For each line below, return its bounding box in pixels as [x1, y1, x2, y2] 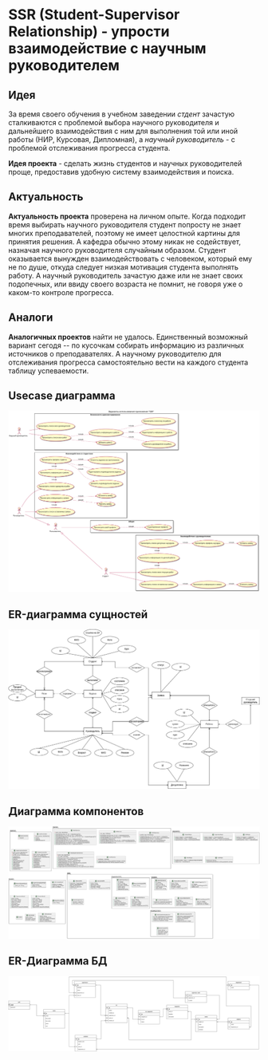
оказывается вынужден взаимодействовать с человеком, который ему [8, 254, 253, 263]
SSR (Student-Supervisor [8, 6, 180, 24]
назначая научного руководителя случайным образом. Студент [8, 245, 227, 254]
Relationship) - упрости [8, 22, 170, 41]
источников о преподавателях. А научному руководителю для [8, 349, 222, 358]
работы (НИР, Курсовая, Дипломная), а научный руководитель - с [8, 135, 235, 144]
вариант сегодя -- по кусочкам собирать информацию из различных [8, 341, 245, 350]
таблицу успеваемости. [8, 365, 89, 376]
